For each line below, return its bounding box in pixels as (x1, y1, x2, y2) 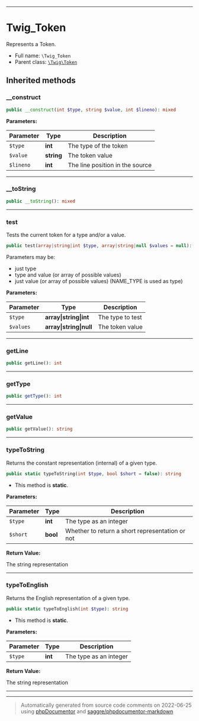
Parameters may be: (6, 253, 56, 261)
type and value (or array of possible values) (14, 271, 121, 278)
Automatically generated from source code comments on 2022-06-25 (20, 701, 192, 709)
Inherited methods (6, 75, 76, 86)
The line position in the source (68, 161, 152, 169)
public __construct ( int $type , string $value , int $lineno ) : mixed (6, 107, 176, 113)
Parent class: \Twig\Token (14, 58, 78, 65)
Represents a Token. (6, 40, 56, 47)
